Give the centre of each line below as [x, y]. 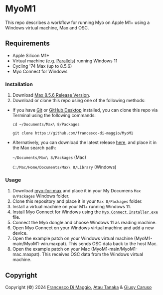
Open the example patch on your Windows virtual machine [73, 238]
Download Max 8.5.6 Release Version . [51, 95]
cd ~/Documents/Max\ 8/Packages [46, 125]
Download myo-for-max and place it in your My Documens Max [77, 191]
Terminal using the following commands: [54, 116]
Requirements [27, 44]
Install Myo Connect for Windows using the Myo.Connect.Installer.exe [85, 212]
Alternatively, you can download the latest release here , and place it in [84, 143]
